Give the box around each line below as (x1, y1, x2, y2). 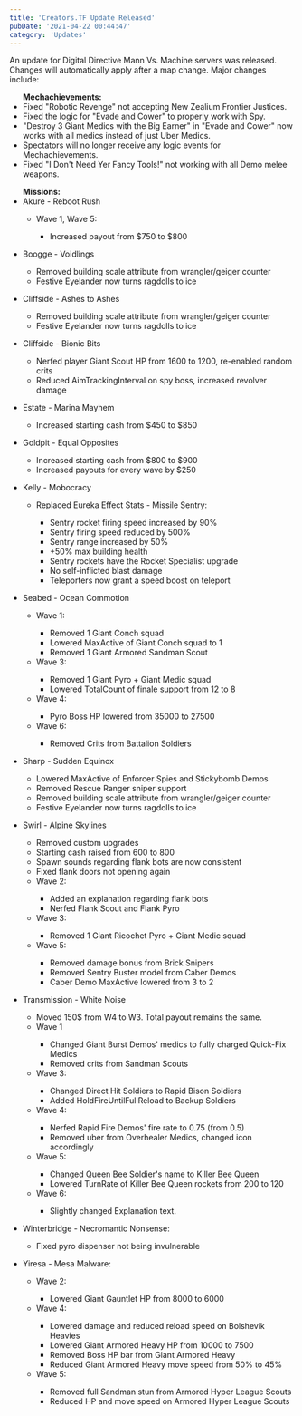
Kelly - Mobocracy (22, 482, 92, 493)
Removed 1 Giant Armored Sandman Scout (49, 647, 208, 658)
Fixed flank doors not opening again (35, 867, 171, 878)
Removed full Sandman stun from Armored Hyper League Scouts (49, 1386, 292, 1397)
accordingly (49, 1141, 94, 1152)
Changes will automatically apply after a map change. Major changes (9, 64, 267, 75)
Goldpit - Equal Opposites (22, 437, 119, 449)
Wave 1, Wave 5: (35, 214, 98, 225)
